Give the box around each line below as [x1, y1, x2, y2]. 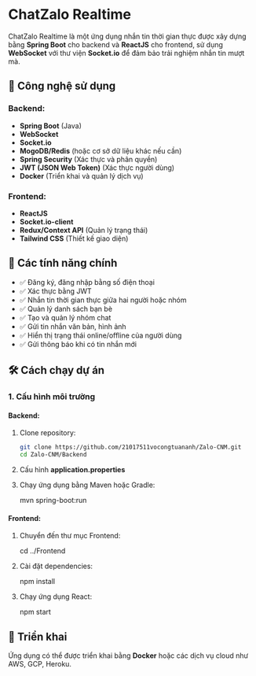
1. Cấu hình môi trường [8, 391, 96, 402]
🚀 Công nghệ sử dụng [8, 79, 116, 93]
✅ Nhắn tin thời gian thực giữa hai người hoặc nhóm [19, 295, 187, 305]
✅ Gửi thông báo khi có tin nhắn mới [19, 339, 137, 349]
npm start [19, 608, 51, 617]
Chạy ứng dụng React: [19, 592, 93, 601]
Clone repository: [19, 428, 76, 438]
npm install [19, 577, 56, 586]
